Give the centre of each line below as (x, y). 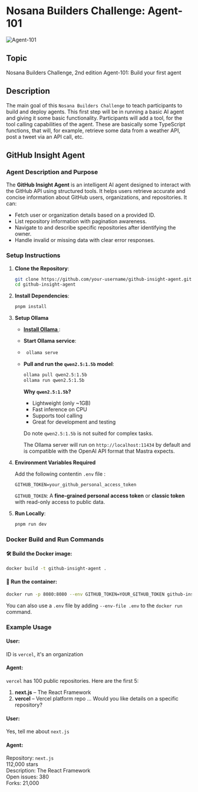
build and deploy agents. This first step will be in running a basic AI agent (95, 112)
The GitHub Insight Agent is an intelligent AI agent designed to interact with (98, 185)
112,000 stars (22, 764)
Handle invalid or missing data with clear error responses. (85, 240)
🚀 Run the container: (32, 582)
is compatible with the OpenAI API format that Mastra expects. (99, 451)
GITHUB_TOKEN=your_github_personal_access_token (75, 485)
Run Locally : (30, 513)
